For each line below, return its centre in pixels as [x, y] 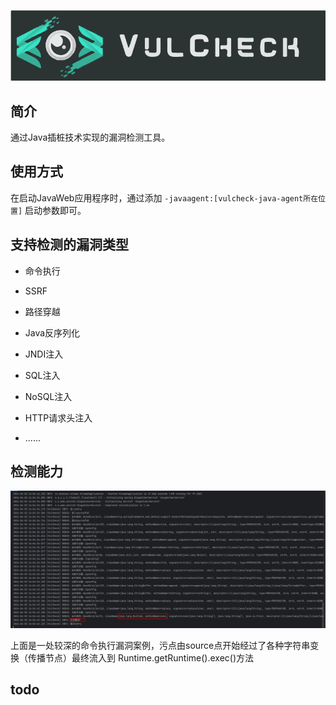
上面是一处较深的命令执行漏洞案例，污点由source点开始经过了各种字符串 [160, 645]
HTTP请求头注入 [58, 417]
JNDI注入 [44, 354]
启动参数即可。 [55, 210]
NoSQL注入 [48, 396]
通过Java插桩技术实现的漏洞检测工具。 [90, 137]
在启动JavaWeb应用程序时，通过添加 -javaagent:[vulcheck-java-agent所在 [164, 197]
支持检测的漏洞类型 [69, 245]
